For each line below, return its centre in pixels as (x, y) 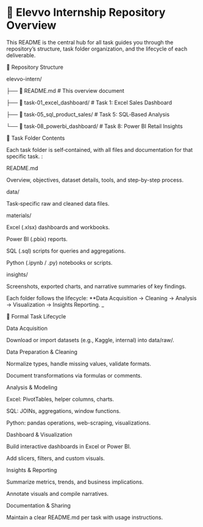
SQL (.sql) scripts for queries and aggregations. (66, 251)
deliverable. (21, 55)
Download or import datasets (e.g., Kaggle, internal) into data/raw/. (91, 340)
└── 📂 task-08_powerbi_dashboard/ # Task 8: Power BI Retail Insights (94, 126)
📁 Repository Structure (35, 67)
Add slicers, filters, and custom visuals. (56, 458)
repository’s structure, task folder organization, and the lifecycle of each (97, 49)
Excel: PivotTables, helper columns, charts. (60, 399)
